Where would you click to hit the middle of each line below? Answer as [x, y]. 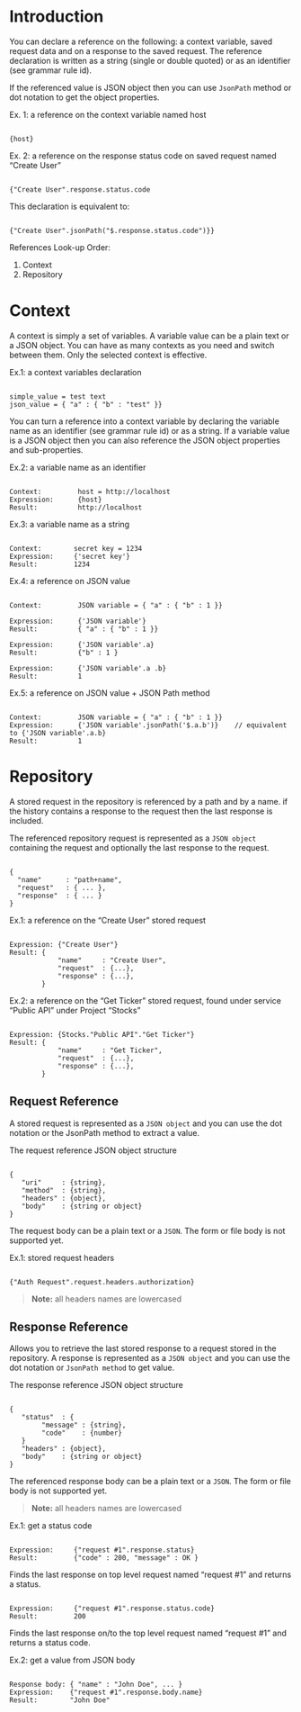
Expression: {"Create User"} [64, 944]
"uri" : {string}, [63, 1182]
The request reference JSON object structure [93, 1150]
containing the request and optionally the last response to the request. [139, 847]
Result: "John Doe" [60, 1700]
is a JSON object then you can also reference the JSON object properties [145, 440]
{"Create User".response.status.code [80, 189]
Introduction [57, 17]
